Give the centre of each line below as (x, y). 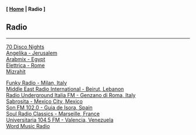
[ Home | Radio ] (26, 9)
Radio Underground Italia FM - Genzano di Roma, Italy (71, 95)
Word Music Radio (28, 126)
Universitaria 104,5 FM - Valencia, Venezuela (60, 120)
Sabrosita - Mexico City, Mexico (44, 101)
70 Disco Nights (25, 47)
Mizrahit (16, 71)
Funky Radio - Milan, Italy (36, 83)
